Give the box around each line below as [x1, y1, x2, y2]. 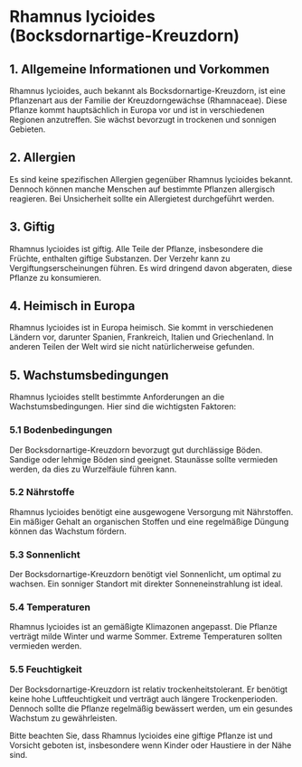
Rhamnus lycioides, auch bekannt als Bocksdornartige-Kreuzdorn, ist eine [9, 86, 287, 96]
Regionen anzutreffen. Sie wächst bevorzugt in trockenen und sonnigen [9, 115, 278, 125]
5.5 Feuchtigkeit [9, 663, 83, 676]
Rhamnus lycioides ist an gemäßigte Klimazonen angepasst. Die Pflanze [9, 622, 278, 632]
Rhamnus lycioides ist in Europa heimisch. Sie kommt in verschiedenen [9, 323, 274, 333]
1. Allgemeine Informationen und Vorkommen [9, 61, 269, 77]
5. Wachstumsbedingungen [9, 368, 169, 383]
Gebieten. [9, 124, 46, 135]
